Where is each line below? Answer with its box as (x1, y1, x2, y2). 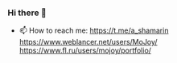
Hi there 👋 (7, 7, 47, 18)
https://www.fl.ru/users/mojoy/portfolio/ (19, 45, 152, 55)
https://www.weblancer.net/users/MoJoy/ (19, 37, 158, 47)
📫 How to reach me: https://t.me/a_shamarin (19, 26, 169, 35)
